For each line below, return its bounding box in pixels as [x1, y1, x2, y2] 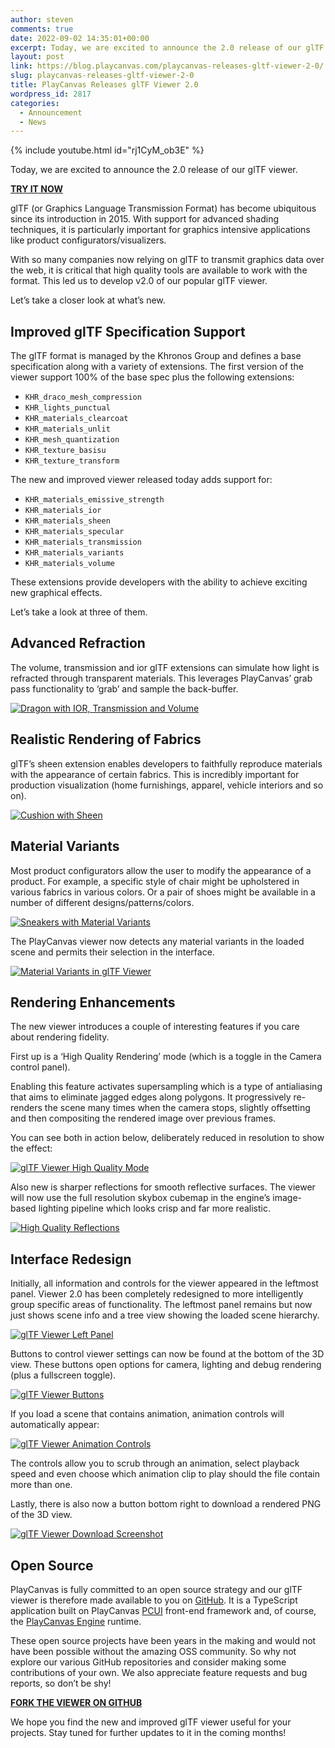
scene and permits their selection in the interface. [10, 946, 215, 958]
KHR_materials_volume [24, 559, 115, 569]
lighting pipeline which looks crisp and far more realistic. [38, 1202, 271, 1215]
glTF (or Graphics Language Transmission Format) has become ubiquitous [10, 202, 317, 215]
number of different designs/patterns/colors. [10, 896, 195, 908]
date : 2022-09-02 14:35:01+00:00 [10, 33, 150, 43]
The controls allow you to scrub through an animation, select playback [10, 1457, 300, 1470]
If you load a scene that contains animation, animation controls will [10, 1408, 285, 1420]
